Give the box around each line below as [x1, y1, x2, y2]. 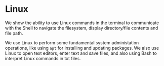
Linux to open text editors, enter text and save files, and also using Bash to [5, 50, 157, 56]
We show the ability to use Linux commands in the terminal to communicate [5, 20, 159, 26]
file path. [5, 30, 23, 36]
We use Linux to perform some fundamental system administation [5, 39, 139, 45]
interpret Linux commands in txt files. [5, 55, 81, 61]
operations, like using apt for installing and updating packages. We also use [5, 45, 159, 51]
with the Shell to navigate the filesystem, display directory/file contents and [5, 25, 158, 31]
